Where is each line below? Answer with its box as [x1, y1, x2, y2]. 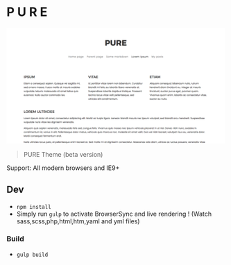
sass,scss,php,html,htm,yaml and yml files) [16, 216, 140, 225]
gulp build [16, 251, 49, 258]
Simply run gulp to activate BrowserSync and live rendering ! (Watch [16, 210, 212, 218]
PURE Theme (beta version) [23, 150, 103, 158]
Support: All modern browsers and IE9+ [6, 164, 120, 172]
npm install [16, 203, 51, 210]
